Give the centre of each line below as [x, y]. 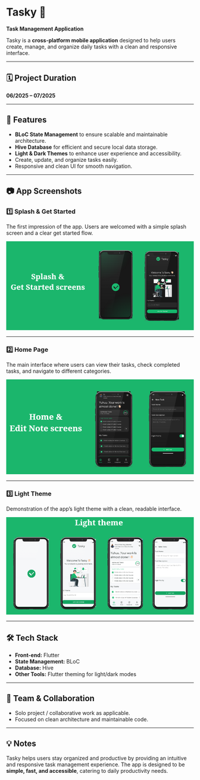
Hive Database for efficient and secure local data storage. [86, 147]
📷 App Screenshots [44, 191]
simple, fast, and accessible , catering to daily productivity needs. [87, 770]
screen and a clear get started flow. [50, 233]
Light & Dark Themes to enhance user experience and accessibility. [98, 153]
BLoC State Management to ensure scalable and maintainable [91, 134]
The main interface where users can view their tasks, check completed [93, 365]
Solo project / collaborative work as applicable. [72, 713]
